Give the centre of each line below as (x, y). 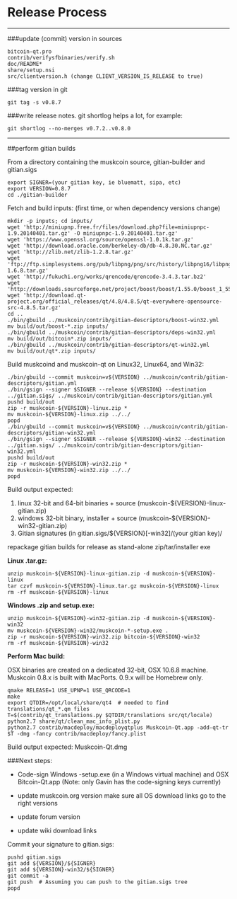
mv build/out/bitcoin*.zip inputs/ (60, 338)
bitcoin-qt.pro (30, 51)
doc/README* (25, 64)
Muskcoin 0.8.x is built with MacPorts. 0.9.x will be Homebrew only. (105, 677)
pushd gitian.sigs (34, 857)
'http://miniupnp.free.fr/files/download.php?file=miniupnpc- (116, 227)
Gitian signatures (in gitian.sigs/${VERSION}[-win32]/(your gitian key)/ (120, 533)
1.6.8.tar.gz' (28, 270)
